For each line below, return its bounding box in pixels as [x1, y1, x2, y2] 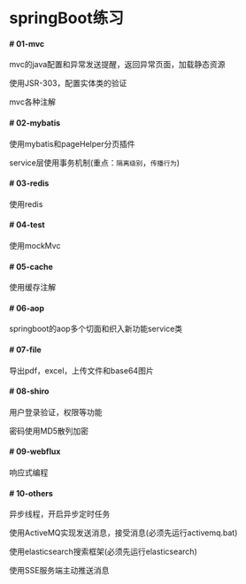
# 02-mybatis [9, 117, 61, 128]
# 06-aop [9, 303, 45, 313]
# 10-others [9, 488, 53, 498]
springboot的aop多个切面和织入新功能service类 [9, 324, 183, 334]
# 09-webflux [9, 446, 61, 457]
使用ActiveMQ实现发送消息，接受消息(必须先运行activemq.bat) [9, 527, 238, 538]
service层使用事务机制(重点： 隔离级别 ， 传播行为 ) [9, 157, 180, 168]
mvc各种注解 [9, 96, 56, 107]
